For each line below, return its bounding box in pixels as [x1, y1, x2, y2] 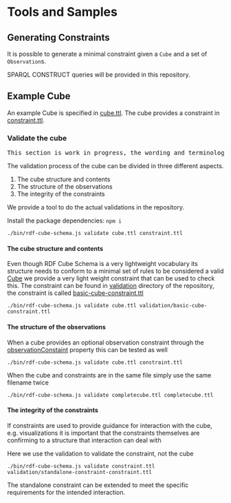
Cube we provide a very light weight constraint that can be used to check [7, 274, 215, 283]
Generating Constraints [7, 32, 110, 43]
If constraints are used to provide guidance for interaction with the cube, [7, 421, 212, 429]
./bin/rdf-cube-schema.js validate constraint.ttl [7, 462, 155, 469]
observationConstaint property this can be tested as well [7, 345, 168, 353]
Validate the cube [7, 133, 67, 143]
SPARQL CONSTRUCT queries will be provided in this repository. [7, 70, 190, 79]
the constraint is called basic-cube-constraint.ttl [7, 289, 144, 297]
